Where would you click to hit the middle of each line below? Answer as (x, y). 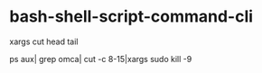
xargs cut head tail (44, 41)
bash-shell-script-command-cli (131, 17)
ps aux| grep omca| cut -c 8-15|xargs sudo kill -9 (101, 59)
